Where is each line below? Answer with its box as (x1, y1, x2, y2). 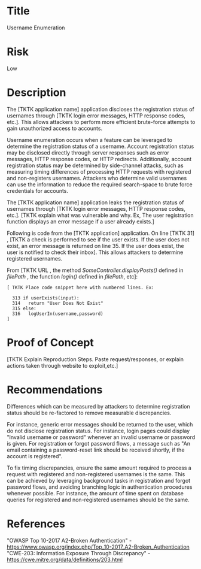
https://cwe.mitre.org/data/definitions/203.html (7, 556, 123, 563)
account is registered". (7, 452, 63, 459)
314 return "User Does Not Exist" (12, 300, 103, 306)
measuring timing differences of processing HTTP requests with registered (7, 168, 191, 175)
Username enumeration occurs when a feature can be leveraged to (7, 136, 173, 143)
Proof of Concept (7, 336, 95, 349)
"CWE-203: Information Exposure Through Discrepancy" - (7, 549, 151, 556)
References (7, 517, 65, 531)
